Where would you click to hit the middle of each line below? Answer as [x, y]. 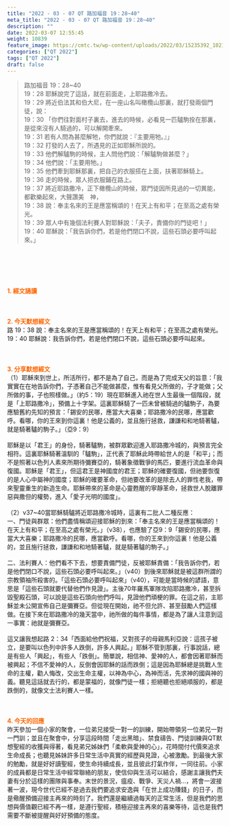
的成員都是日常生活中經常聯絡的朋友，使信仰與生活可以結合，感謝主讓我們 [112, 772]
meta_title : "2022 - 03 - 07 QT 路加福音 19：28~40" [81, 20]
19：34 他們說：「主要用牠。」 [65, 162]
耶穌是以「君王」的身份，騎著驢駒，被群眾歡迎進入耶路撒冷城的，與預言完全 [115, 445]
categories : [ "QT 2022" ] [42, 52]
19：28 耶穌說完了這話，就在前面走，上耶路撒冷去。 [98, 93]
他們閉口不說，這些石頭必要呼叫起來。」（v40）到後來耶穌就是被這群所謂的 [117, 571]
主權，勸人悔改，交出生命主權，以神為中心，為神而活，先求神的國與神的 [121, 673]
